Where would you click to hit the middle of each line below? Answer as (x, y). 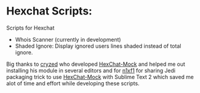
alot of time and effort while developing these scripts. (73, 83)
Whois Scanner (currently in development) (68, 39)
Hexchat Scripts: (49, 11)
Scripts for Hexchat (30, 28)
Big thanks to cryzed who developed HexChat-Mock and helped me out (96, 64)
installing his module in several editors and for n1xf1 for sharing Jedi (91, 70)
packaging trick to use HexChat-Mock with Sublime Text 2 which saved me (100, 77)
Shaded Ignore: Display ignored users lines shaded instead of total (98, 46)
